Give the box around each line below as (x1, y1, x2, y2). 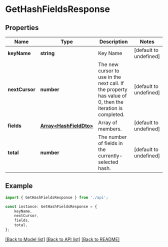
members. (98, 125, 122, 132)
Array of (98, 119, 117, 126)
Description (99, 38, 128, 45)
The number (98, 133, 127, 140)
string (40, 50, 55, 56)
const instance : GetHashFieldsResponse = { (5, 204, 97, 209)
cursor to (98, 67, 119, 74)
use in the (98, 73, 121, 80)
